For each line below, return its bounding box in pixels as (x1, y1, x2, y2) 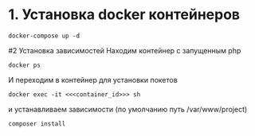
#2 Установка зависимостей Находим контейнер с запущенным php (8, 45, 241, 55)
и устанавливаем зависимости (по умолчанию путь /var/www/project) (8, 104, 248, 114)
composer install (8, 119, 66, 128)
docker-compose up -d (8, 32, 80, 40)
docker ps (8, 61, 41, 69)
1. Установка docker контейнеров (8, 6, 241, 24)
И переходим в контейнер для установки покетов (8, 75, 178, 84)
